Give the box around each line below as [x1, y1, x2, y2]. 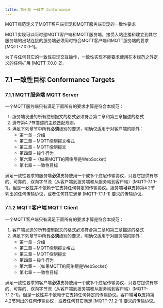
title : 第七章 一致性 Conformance [5, 7, 70, 12]
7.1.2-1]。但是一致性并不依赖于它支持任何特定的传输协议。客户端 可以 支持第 [5, 291, 155, 297]
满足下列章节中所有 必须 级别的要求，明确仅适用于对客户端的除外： [12, 126, 144, 132]
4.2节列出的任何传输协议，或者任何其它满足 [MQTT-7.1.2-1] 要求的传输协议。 [5, 298, 158, 304]
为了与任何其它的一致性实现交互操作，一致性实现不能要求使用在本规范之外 [5, 54, 154, 60]
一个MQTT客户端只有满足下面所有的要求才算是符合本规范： [5, 216, 124, 222]
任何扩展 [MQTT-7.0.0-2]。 [13, 60, 67, 66]
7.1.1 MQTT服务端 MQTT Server [5, 91, 79, 98]
